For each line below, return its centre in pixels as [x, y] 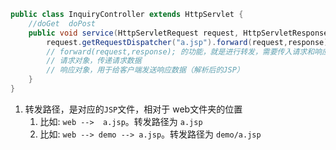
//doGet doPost [62, 23]
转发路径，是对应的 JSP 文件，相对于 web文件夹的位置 [133, 109]
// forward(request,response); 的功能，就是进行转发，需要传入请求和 [180, 51]
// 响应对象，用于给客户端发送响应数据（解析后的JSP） [145, 70]
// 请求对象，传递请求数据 [94, 61]
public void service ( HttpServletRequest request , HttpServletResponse [178, 33]
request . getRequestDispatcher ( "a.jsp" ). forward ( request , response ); [189, 42]
